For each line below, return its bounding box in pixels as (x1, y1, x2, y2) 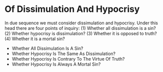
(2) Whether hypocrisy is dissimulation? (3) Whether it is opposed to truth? (4, 30, 157, 36)
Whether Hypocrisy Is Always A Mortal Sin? (11, 61, 101, 67)
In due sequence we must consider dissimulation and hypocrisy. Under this (4, 20, 158, 26)
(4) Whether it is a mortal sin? (4, 36, 65, 42)
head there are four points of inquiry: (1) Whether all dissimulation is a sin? (4, 25, 157, 31)
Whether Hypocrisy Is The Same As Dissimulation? (11, 51, 116, 57)
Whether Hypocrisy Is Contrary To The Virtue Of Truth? (11, 56, 125, 62)
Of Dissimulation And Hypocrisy (4, 3, 140, 15)
